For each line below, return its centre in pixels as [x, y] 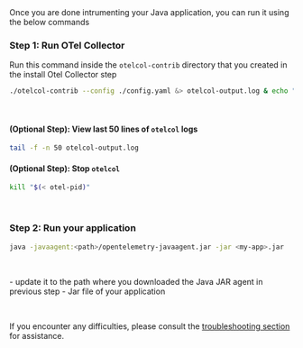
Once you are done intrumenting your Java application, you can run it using [149, 12]
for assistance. [37, 335]
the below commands [50, 22]
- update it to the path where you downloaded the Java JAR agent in [136, 281]
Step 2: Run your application [73, 228]
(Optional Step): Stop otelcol [64, 168]
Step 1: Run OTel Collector [67, 45]
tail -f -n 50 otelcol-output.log [74, 148]
